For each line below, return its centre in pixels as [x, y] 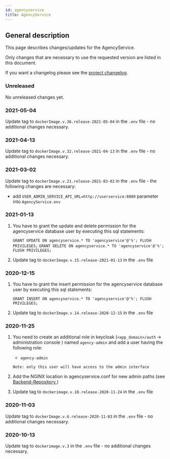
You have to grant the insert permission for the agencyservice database [88, 284]
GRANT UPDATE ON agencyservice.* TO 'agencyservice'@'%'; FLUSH [82, 240]
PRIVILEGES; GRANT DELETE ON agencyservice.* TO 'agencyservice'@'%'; [88, 246]
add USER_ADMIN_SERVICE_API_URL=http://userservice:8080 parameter [86, 196]
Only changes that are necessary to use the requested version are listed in [83, 58]
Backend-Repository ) [36, 382]
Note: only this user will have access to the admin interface [81, 367]
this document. [21, 63]
